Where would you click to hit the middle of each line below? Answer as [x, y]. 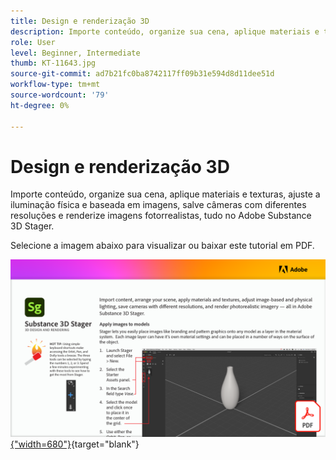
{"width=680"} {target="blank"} [75, 444]
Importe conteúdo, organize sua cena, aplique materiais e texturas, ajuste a [165, 194]
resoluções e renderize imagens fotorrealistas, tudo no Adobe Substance [161, 216]
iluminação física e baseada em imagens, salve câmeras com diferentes [158, 205]
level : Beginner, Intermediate [75, 53]
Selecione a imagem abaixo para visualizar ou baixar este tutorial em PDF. [162, 246]
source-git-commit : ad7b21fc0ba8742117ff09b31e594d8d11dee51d [142, 74]
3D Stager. [32, 226]
